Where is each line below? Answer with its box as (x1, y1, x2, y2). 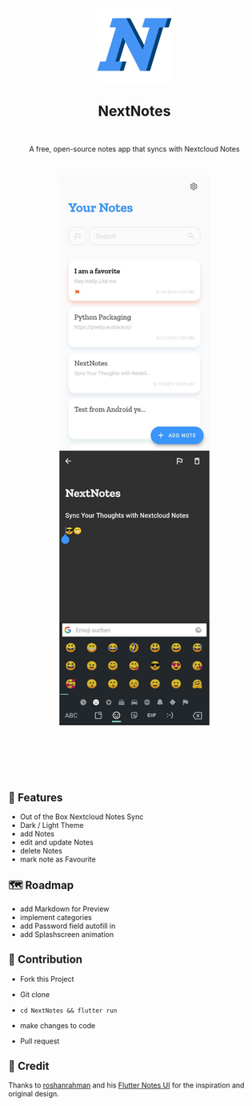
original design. (8, 1089, 60, 1099)
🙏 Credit (8, 1059, 50, 1072)
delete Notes (19, 846, 62, 855)
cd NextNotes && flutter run (19, 1007, 118, 1015)
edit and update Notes (19, 837, 94, 847)
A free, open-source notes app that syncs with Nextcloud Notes (29, 143, 240, 154)
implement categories (19, 912, 92, 922)
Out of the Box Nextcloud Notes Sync (19, 812, 144, 821)
